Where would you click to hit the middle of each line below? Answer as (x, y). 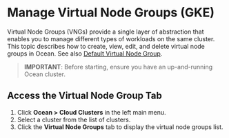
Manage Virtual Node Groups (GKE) (111, 13)
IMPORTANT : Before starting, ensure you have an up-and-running (118, 67)
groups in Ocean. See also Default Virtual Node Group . (85, 54)
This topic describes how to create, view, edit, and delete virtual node (106, 46)
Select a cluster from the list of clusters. (74, 119)
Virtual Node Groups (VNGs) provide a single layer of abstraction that (106, 32)
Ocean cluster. (44, 74)
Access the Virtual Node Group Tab (84, 96)
